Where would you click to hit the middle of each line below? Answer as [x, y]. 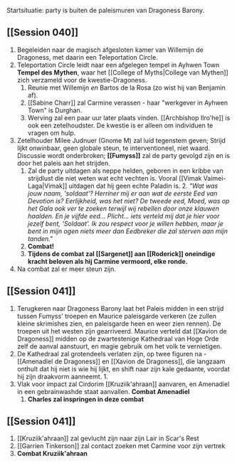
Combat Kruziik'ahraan [52, 454]
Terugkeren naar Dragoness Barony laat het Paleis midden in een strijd [120, 308]
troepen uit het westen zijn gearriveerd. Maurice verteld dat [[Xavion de [122, 331]
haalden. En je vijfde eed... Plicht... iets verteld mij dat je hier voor [123, 215]
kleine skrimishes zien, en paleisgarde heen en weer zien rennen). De [119, 324]
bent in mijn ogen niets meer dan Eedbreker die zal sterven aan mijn [128, 231]
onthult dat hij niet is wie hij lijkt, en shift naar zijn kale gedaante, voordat [123, 368]
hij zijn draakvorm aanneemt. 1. [62, 376]
